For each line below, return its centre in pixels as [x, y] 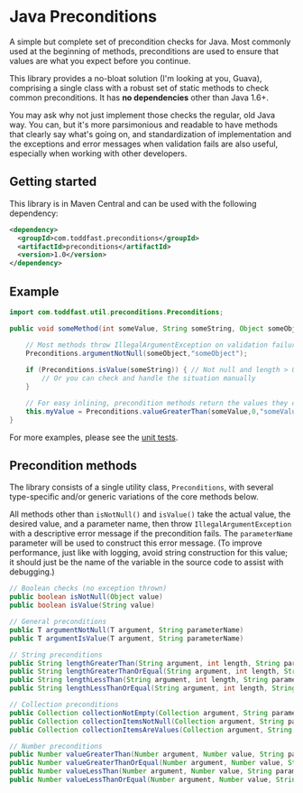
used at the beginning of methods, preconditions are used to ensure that [144, 51]
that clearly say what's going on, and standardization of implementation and [151, 134]
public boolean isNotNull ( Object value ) [87, 597]
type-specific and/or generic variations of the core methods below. [134, 497]
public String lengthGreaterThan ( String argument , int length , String [145, 663]
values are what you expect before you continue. [100, 61]
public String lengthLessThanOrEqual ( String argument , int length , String [153, 688]
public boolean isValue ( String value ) [82, 606]
